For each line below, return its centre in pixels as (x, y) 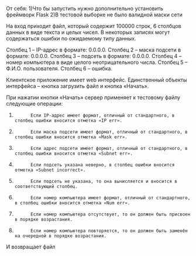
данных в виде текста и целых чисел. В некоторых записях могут (88, 32)
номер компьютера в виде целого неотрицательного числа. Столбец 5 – (97, 62)
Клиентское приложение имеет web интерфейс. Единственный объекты (97, 80)
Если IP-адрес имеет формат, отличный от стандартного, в (102, 115)
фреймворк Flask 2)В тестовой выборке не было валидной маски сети (94, 15)
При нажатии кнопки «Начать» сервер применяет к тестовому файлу (93, 97)
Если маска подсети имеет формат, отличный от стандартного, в (109, 132)
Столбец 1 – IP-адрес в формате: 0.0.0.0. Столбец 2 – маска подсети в (94, 50)
